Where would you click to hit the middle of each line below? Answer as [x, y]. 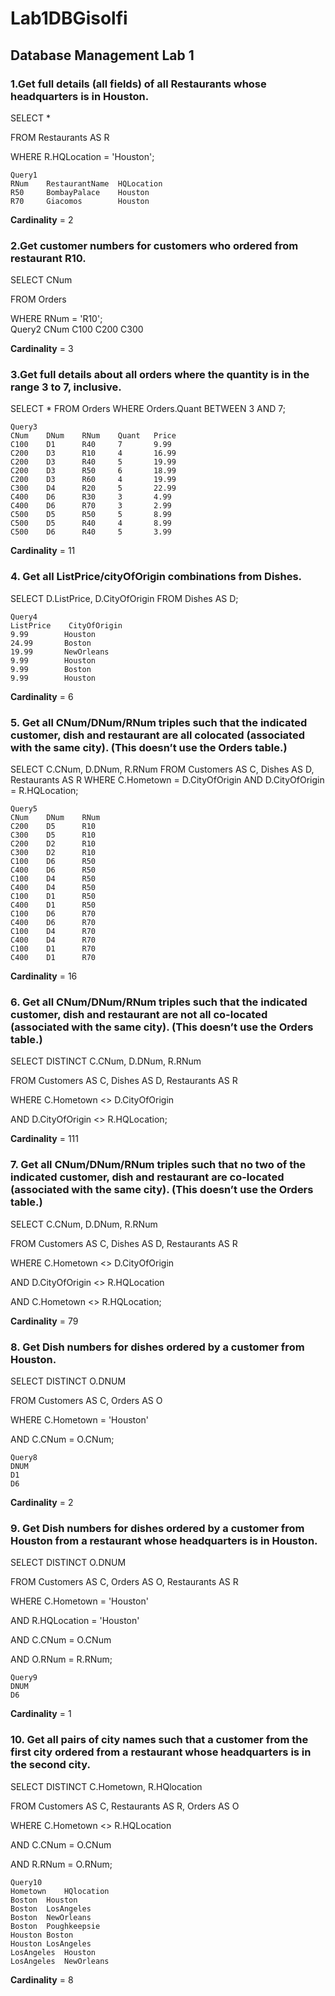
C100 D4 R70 [53, 932]
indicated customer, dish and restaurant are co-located [147, 1177]
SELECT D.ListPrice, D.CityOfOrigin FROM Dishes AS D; [124, 598]
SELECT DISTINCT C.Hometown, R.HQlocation [106, 1786]
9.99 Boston [51, 669]
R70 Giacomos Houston [80, 201]
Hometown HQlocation [60, 1891]
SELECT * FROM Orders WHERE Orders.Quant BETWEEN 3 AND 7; [148, 409]
